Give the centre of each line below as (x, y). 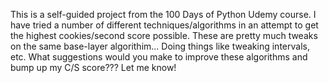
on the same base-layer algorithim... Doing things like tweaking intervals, (160, 46)
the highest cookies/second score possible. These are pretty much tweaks (164, 35)
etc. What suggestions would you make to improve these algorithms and (159, 57)
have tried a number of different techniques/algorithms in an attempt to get (164, 25)
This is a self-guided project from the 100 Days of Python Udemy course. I (163, 14)
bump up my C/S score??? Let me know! (93, 67)
